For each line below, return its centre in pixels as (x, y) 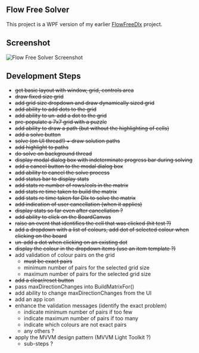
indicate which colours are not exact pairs (75, 325)
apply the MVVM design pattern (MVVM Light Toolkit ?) (83, 337)
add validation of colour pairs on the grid (65, 255)
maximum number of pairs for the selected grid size (87, 274)
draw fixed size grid (39, 97)
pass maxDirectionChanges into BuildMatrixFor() (74, 287)
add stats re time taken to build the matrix (66, 192)
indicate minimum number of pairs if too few (78, 312)
